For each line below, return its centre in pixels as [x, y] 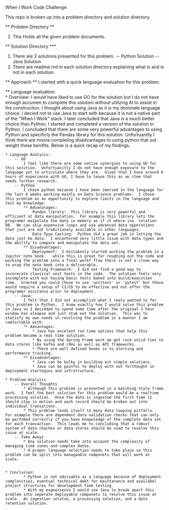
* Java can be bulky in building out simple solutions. [92, 362]
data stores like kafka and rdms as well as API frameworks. [71, 345]
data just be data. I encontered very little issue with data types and [84, 239]
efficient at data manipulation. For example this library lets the [80, 216]
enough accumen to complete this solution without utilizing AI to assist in [81, 102]
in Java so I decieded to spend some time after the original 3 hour [80, 309]
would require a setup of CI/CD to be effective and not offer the [78, 287]
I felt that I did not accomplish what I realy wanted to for [90, 300]
